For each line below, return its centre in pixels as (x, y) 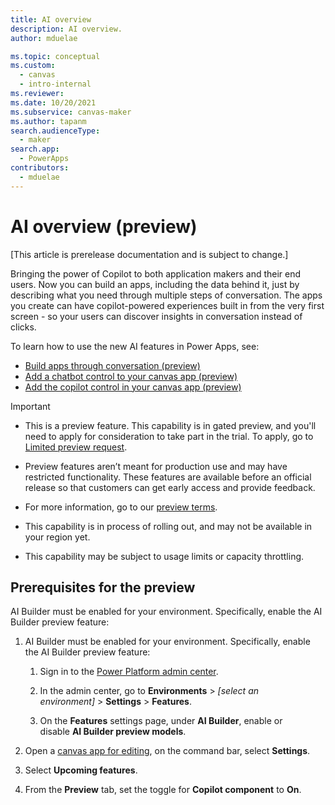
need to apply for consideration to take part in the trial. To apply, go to (169, 436)
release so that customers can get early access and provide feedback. (170, 487)
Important (30, 406)
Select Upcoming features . (81, 770)
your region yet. (57, 537)
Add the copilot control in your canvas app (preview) (133, 387)
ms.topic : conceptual (55, 56)
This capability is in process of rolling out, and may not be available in (168, 526)
